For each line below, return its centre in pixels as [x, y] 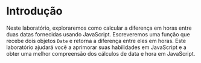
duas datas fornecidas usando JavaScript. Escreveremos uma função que [98, 34]
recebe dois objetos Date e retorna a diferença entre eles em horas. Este [96, 41]
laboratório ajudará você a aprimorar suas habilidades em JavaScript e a [97, 47]
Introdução [34, 11]
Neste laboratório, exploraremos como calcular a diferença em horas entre [99, 28]
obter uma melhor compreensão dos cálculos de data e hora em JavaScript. [101, 53]
